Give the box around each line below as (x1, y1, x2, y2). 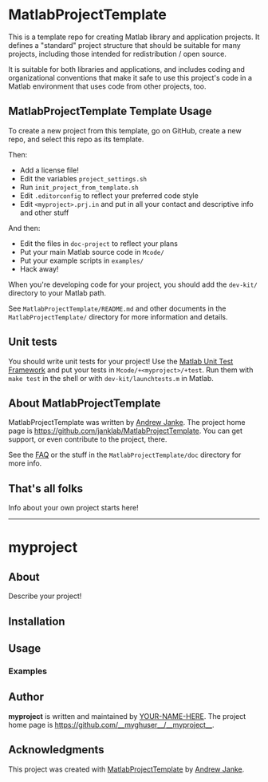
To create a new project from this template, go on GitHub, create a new (8, 125, 242, 135)
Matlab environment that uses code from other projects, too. (8, 81, 207, 91)
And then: (8, 223, 41, 232)
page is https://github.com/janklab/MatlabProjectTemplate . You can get (8, 426, 243, 436)
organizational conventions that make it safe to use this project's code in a (8, 73, 253, 82)
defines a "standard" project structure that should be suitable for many (8, 40, 241, 50)
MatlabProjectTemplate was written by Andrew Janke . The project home (8, 418, 246, 427)
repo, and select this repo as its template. (8, 134, 144, 144)
